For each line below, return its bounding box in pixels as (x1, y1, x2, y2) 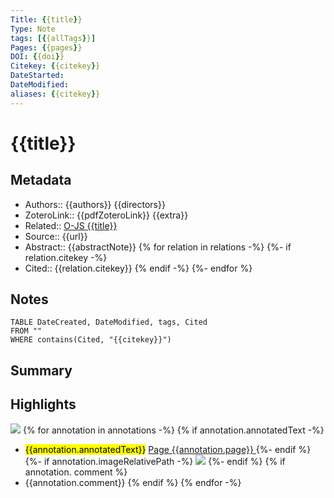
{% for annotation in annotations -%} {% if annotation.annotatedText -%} (22, 424, 325, 436)
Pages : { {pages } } (10, 42, 83, 53)
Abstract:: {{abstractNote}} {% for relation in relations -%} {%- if (24, 241, 292, 253)
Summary (10, 362, 73, 379)
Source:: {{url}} (24, 230, 88, 242)
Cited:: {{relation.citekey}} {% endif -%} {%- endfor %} (24, 262, 253, 274)
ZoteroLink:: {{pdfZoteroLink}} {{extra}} (24, 209, 189, 221)
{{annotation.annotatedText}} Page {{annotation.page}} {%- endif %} (24, 443, 312, 455)
